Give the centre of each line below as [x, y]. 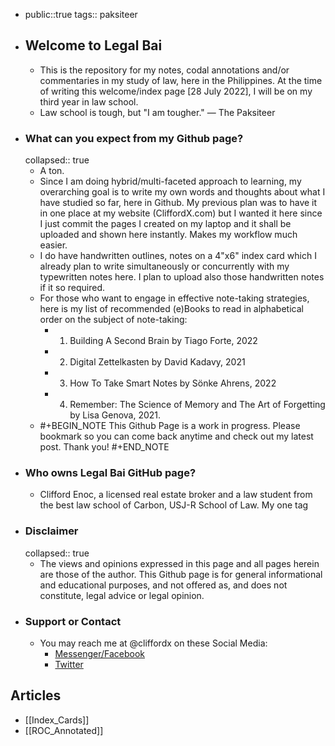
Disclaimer [51, 531]
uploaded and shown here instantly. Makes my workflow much [168, 235]
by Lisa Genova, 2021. [115, 415]
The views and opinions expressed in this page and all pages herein [179, 563]
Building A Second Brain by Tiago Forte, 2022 [163, 341]
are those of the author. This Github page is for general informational [181, 574]
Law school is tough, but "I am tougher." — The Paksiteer [157, 112]
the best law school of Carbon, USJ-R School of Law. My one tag [174, 505]
